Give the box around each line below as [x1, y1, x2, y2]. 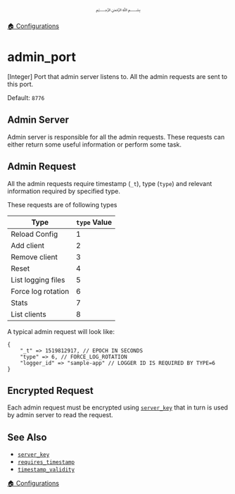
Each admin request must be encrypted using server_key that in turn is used [7, 403, 229, 412]
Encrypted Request [7, 384, 94, 397]
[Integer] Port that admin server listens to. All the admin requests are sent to [7, 72, 227, 80]
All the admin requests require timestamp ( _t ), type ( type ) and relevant [7, 179, 212, 187]
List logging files [11, 275, 65, 285]
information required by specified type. [7, 187, 121, 195]
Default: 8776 [7, 93, 45, 101]
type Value [76, 217, 113, 227]
